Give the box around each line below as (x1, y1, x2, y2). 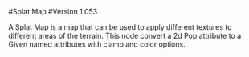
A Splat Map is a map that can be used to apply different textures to (8, 22, 232, 31)
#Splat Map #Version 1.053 (8, 7, 98, 16)
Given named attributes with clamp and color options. (8, 39, 186, 49)
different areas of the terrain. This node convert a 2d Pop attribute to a (8, 31, 242, 40)
